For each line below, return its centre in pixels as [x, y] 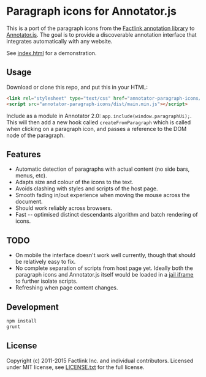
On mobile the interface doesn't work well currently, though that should [105, 255]
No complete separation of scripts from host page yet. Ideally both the [104, 268]
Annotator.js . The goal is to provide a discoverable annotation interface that [102, 34]
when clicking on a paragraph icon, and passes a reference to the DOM [97, 129]
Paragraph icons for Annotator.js [91, 11]
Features [24, 154]
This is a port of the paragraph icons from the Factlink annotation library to [101, 28]
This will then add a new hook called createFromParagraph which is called [99, 122]
